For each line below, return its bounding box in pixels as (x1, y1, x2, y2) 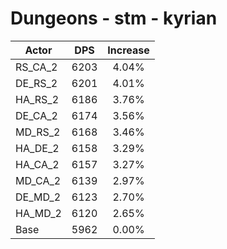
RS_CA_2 (15, 60, 58, 74)
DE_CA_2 (15, 108, 58, 122)
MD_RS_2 (15, 125, 61, 139)
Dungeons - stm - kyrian (10, 7, 218, 30)
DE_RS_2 (15, 76, 58, 90)
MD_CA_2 (15, 173, 62, 187)
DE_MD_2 (15, 190, 62, 204)
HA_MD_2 (15, 206, 62, 220)
